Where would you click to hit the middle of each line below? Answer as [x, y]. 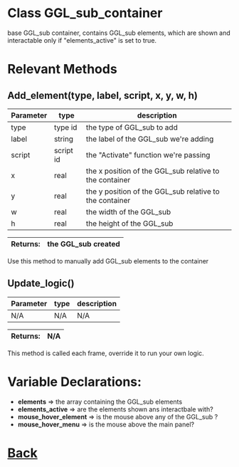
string [63, 139]
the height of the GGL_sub [129, 224]
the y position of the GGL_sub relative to [153, 191]
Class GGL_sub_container [85, 13]
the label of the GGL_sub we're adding [150, 139]
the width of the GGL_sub [128, 211]
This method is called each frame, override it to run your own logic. [106, 353]
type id [65, 127]
